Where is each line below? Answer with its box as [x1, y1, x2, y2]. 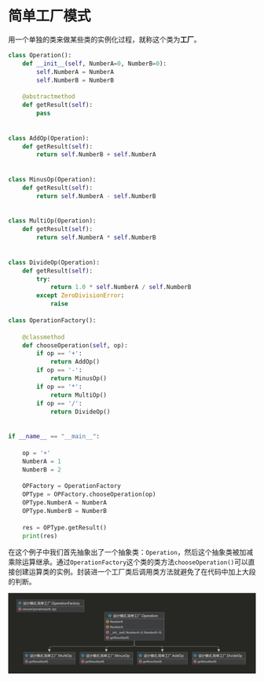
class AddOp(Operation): [8, 134, 90, 142]
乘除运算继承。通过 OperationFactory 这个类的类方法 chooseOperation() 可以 [8, 557, 249, 566]
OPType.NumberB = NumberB [22, 508, 108, 515]
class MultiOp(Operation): [8, 217, 97, 225]
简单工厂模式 [8, 7, 92, 25]
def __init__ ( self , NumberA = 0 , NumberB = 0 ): [22, 60, 167, 68]
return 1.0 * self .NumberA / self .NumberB [49, 284, 192, 291]
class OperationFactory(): [8, 316, 97, 324]
